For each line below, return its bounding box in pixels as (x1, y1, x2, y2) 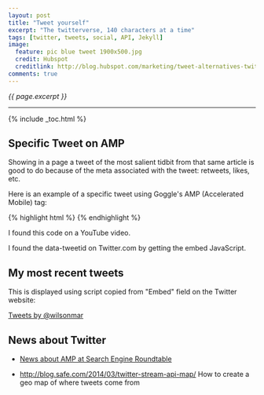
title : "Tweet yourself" (8, 19, 90, 27)
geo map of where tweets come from (19, 378, 140, 387)
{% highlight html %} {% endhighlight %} (8, 213, 141, 222)
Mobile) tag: (8, 198, 47, 207)
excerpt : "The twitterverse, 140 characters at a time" (8, 26, 195, 34)
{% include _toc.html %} (8, 114, 87, 123)
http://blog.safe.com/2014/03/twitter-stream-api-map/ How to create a (19, 370, 250, 379)
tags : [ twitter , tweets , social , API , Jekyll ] (8, 33, 163, 42)
